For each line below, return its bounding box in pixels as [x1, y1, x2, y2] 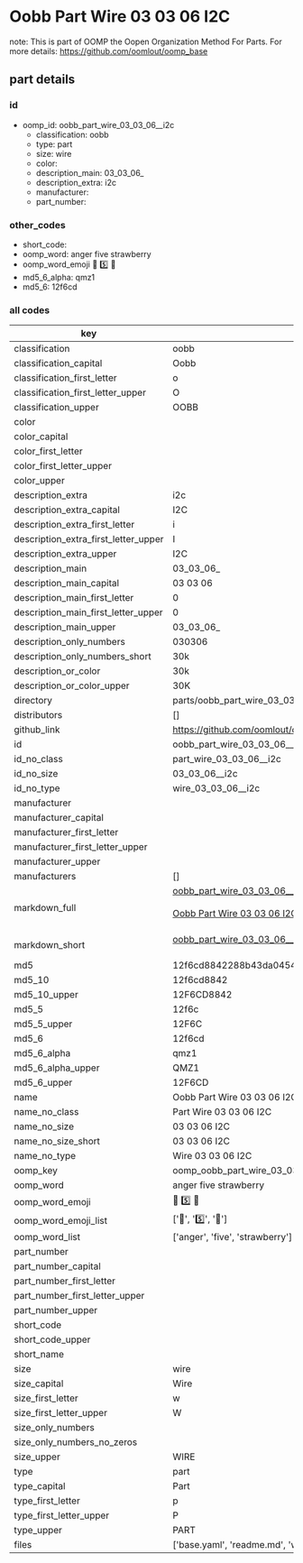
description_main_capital [14, 577, 120, 590]
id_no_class [14, 753, 63, 766]
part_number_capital [14, 1260, 101, 1273]
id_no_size [14, 768, 59, 780]
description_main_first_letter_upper [14, 606, 164, 619]
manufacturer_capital [14, 812, 104, 824]
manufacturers [14, 870, 77, 883]
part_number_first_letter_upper [14, 1290, 145, 1302]
